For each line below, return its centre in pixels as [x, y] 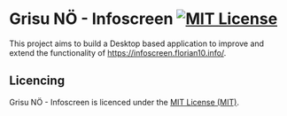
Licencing [37, 81]
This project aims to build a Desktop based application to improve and [136, 43]
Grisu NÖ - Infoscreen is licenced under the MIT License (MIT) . [124, 102]
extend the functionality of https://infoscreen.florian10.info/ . [118, 52]
